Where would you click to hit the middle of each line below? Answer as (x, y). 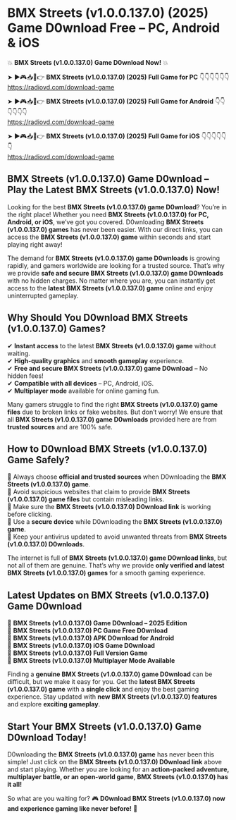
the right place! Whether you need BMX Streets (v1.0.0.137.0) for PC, (108, 214)
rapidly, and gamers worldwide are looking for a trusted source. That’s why (116, 265)
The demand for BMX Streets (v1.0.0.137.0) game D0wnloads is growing (114, 258)
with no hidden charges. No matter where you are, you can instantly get (111, 281)
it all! (15, 784)
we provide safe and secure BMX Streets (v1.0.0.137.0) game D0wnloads (115, 273)
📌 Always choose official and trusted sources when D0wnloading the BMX (117, 477)
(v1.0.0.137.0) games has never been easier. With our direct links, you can (115, 229)
